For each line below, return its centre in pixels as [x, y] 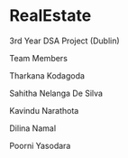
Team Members [38, 58]
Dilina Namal [33, 128]
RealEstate [50, 16]
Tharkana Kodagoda [47, 75]
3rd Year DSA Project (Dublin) [64, 41]
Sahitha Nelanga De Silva [56, 93]
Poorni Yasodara [40, 145]
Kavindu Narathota [44, 110]
